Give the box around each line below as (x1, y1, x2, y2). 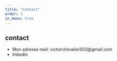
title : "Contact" (5, 7, 40, 12)
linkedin (12, 51, 28, 58)
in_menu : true (5, 16, 34, 21)
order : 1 (5, 12, 23, 16)
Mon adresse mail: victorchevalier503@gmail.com (12, 47, 113, 52)
